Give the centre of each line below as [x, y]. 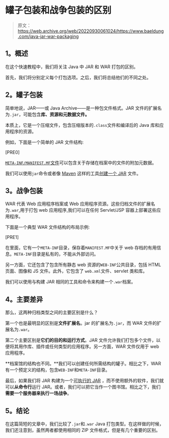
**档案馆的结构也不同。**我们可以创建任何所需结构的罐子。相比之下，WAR [83, 364]
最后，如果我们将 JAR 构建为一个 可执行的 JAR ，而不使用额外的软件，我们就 [84, 381]
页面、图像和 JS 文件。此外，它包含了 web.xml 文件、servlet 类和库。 [76, 271]
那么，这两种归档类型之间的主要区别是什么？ [52, 312]
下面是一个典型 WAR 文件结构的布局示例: [47, 227]
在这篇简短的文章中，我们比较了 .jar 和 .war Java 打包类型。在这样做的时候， [84, 424]
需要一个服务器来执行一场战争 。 [38, 393]
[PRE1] [12, 237]
